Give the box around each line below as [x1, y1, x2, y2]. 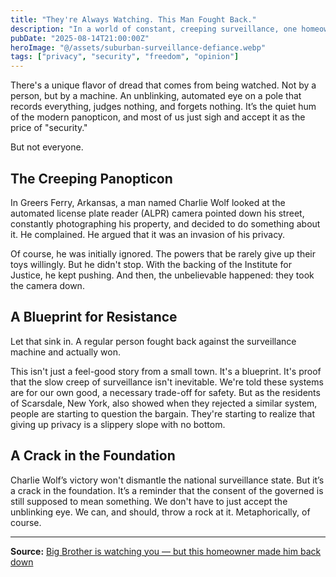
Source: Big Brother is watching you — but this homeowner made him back [10, 545, 322, 557]
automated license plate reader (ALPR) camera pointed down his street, [10, 207, 305, 219]
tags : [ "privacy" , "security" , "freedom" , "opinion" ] [10, 52, 240, 62]
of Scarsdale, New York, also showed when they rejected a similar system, [10, 397, 318, 409]
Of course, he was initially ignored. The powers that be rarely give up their [10, 247, 316, 260]
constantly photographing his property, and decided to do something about [10, 217, 321, 230]
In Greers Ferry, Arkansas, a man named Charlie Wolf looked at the [10, 196, 286, 208]
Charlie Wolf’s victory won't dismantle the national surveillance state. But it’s [10, 474, 325, 486]
